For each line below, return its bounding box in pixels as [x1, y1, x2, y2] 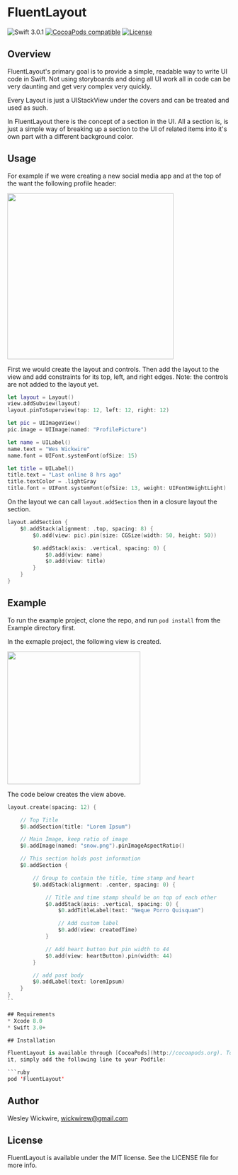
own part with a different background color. [7, 132, 134, 140]
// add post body [33, 972, 84, 979]
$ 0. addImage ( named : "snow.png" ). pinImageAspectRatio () [20, 842, 186, 850]
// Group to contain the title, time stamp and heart [33, 874, 195, 882]
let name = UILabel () [7, 438, 72, 446]
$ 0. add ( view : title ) [45, 557, 106, 565]
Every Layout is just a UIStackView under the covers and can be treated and [7, 96, 229, 104]
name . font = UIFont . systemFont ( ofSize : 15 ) [7, 452, 138, 459]
